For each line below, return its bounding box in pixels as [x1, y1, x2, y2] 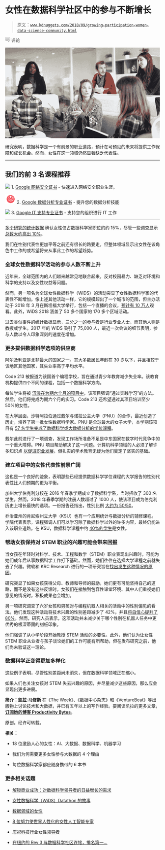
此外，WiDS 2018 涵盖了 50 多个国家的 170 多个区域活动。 [13, 308, 132, 314]
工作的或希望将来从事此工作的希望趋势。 [13, 247, 96, 254]
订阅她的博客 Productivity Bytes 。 [5, 709, 75, 715]
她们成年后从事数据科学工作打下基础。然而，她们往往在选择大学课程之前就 [5, 557, 156, 563]
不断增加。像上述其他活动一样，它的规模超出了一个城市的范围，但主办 [13, 296, 156, 302]
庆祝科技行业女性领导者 [12, 829, 60, 835]
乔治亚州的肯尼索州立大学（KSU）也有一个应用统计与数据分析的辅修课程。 [5, 513, 156, 519]
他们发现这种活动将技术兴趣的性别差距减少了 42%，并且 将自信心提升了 [13, 609, 158, 615]
